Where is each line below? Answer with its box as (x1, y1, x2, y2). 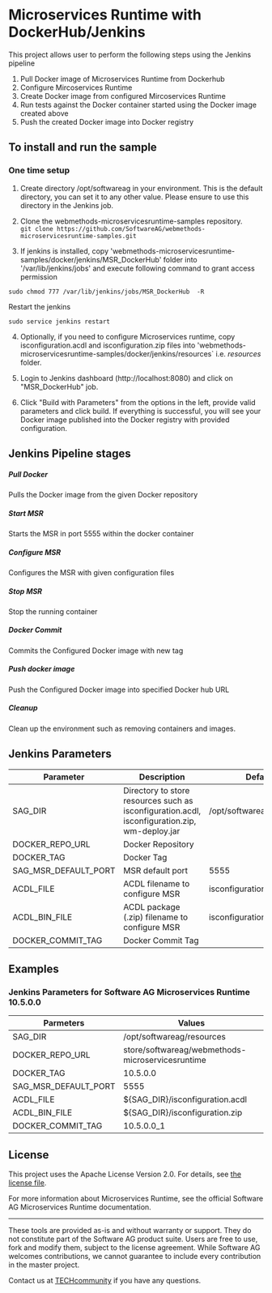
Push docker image (8, 664, 75, 674)
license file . (8, 1178, 47, 1188)
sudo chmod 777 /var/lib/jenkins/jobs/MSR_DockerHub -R (8, 288, 205, 296)
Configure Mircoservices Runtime (19, 83, 133, 92)
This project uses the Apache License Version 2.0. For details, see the (8, 1169, 241, 1180)
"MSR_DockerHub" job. (19, 382, 99, 391)
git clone (19, 224, 54, 233)
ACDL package (123, 901, 181, 912)
